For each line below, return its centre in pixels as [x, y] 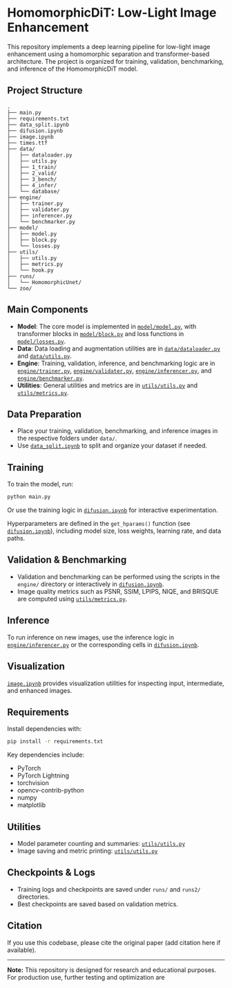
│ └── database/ [33, 191]
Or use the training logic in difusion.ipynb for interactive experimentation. [113, 510]
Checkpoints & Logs [51, 873]
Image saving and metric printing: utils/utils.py [87, 851]
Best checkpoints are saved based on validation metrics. [97, 904]
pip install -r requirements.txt [55, 742]
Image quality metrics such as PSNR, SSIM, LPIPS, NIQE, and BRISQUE [118, 591]
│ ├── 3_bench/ [32, 179]
